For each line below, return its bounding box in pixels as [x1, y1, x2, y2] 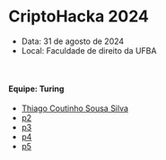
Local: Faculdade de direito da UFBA [21, 45, 157, 55]
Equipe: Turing [8, 83, 65, 94]
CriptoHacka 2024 [8, 6, 150, 27]
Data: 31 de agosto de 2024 [21, 36, 125, 46]
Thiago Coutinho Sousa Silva [21, 103, 129, 114]
